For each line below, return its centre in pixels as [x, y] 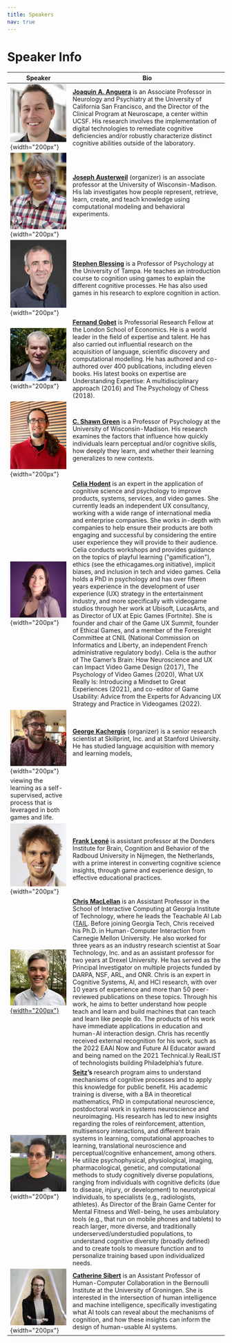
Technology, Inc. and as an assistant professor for [143, 952]
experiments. [91, 213]
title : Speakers [30, 15]
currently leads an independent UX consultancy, [141, 506]
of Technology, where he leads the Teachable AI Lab [147, 916]
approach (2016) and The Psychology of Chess [140, 388]
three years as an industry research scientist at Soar [146, 945]
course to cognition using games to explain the [139, 278]
